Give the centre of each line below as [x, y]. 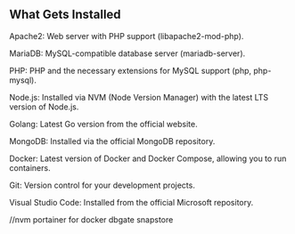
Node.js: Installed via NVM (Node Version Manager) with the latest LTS [139, 97]
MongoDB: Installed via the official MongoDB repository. [112, 141]
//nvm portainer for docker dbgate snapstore [91, 219]
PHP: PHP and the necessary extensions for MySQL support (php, [131, 70]
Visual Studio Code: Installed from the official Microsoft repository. [131, 202]
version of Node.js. [44, 107]
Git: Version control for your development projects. [102, 185]
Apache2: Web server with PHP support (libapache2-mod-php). [127, 36]
